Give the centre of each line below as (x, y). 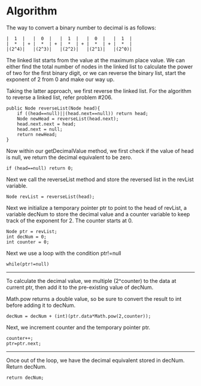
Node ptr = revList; (32, 231)
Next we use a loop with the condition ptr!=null (64, 253)
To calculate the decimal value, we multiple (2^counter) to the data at (91, 281)
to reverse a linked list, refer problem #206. (59, 97)
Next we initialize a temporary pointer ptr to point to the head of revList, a (97, 207)
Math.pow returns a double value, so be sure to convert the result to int (94, 298)
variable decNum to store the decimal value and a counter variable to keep (98, 214)
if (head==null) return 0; (40, 168)
